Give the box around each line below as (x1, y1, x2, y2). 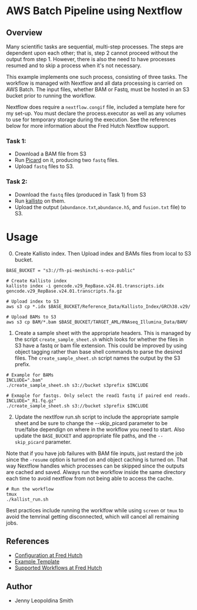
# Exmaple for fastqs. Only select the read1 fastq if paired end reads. (6, 393, 191, 399)
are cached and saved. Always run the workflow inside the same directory (6, 468, 186, 475)
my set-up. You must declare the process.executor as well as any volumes (6, 110, 186, 117)
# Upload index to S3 (6, 299, 59, 304)
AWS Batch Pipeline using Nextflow (6, 4, 183, 18)
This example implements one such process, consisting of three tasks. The (6, 74, 188, 80)
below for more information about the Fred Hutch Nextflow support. (6, 122, 170, 129)
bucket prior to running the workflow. (6, 92, 96, 99)
